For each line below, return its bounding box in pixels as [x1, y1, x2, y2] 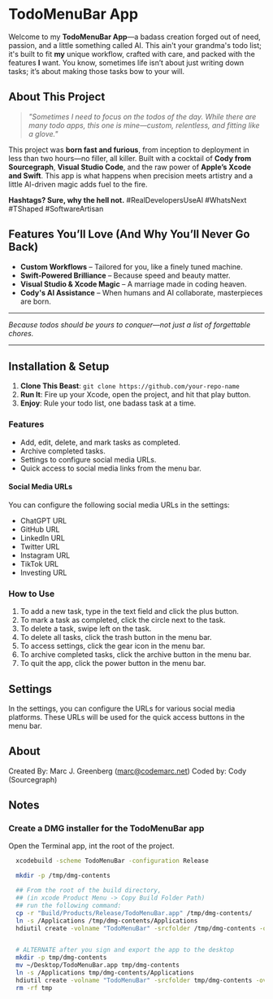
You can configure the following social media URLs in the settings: [8, 500, 230, 510]
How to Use [8, 588, 55, 599]
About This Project [8, 90, 106, 104]
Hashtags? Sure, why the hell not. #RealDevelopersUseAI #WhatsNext [8, 195, 247, 204]
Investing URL [19, 567, 67, 577]
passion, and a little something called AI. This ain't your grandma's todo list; [8, 40, 262, 50]
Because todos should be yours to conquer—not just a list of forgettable [8, 319, 251, 330]
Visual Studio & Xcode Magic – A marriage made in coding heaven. [19, 278, 247, 289]
